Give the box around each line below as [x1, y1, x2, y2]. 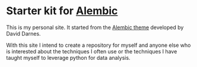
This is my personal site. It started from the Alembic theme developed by [6, 24, 184, 31]
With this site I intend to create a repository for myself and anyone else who [6, 42, 191, 49]
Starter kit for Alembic [6, 4, 118, 18]
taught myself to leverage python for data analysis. [6, 54, 131, 61]
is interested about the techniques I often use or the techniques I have [6, 47, 177, 55]
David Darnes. [6, 30, 41, 37]
